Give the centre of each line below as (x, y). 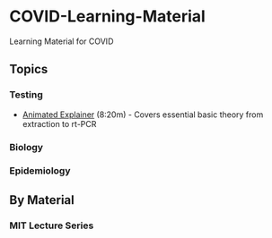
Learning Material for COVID (61, 41)
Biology (26, 147)
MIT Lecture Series (52, 225)
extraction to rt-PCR (59, 123)
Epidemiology (40, 171)
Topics (29, 69)
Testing (26, 95)
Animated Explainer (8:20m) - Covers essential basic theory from (143, 115)
